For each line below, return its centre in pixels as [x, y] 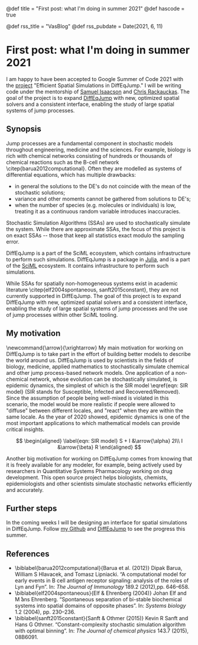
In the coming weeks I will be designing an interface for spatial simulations [97, 523]
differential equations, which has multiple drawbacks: [71, 174]
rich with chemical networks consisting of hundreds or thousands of [89, 155]
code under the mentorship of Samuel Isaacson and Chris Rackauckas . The [98, 92]
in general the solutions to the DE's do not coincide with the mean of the [103, 186]
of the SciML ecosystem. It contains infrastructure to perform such [87, 265]
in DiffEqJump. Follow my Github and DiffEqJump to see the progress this [96, 529]
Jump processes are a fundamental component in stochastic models [90, 143]
